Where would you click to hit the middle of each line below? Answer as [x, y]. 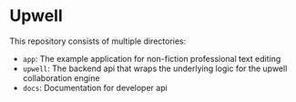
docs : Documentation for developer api [95, 87]
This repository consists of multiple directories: [98, 41]
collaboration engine [61, 77]
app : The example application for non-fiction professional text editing [152, 58]
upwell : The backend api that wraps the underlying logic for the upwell [155, 68]
